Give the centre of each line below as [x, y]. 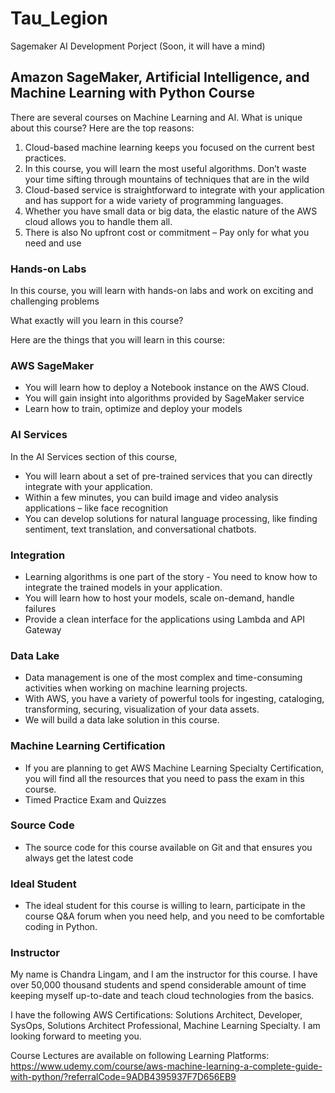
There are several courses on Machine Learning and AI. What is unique [156, 117]
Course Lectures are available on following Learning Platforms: [140, 1056]
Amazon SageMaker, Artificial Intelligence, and [160, 77]
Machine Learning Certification [88, 746]
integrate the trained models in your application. [123, 587]
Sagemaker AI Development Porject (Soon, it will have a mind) [138, 46]
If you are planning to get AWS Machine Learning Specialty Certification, [174, 768]
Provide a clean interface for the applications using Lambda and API [164, 619]
